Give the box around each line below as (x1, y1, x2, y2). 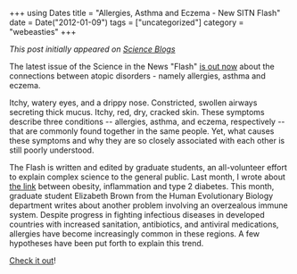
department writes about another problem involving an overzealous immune (9, 200, 288, 211)
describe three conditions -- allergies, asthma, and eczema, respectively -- (9, 116, 285, 127)
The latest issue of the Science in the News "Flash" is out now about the (9, 62, 275, 71)
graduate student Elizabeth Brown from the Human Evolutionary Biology (9, 191, 274, 201)
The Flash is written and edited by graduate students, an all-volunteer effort (9, 162, 288, 172)
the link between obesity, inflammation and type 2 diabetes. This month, (9, 181, 275, 191)
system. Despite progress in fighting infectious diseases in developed (9, 210, 265, 220)
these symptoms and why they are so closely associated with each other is (9, 136, 285, 145)
